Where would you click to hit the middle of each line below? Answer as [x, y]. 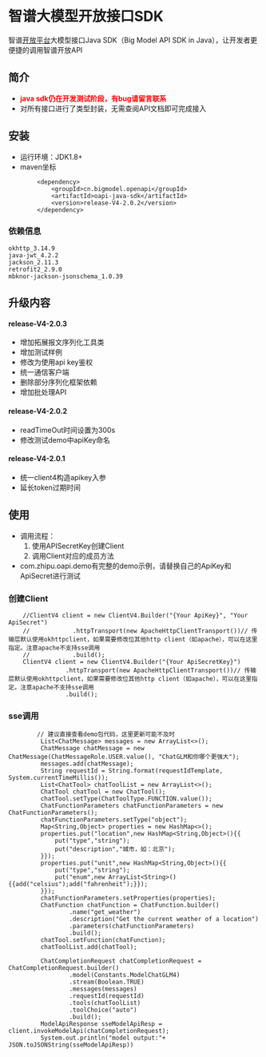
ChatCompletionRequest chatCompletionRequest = [121, 961]
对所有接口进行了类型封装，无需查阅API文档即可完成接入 [113, 108]
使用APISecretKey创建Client [78, 546]
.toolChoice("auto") [103, 1010]
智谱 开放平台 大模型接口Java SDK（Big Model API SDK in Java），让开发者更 [133, 40]
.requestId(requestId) [107, 996]
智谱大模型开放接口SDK [86, 16]
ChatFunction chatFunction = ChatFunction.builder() [130, 905]
